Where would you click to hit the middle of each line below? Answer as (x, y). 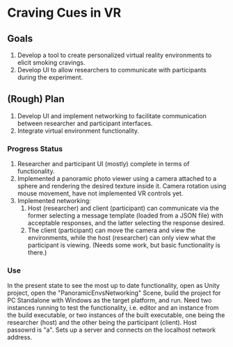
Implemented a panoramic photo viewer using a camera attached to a (117, 179)
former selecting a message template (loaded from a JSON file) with (126, 216)
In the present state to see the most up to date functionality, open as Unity (114, 286)
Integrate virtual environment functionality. (78, 131)
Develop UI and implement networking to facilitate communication (112, 115)
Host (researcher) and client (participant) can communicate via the (123, 208)
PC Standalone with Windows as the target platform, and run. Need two (110, 300)
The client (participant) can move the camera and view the (112, 230)
